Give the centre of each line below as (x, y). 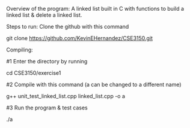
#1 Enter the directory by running (47, 61)
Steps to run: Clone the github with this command (68, 27)
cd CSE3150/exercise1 (34, 73)
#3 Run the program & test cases (47, 108)
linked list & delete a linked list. (44, 15)
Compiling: (20, 50)
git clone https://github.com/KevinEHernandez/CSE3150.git (80, 38)
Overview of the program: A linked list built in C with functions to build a (95, 9)
